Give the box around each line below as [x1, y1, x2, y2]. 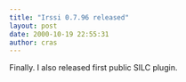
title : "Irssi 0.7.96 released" [9, 12, 129, 22]
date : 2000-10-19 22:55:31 [9, 29, 109, 38]
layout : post [9, 21, 58, 30]
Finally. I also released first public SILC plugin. [9, 62, 178, 73]
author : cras [9, 37, 58, 47]
